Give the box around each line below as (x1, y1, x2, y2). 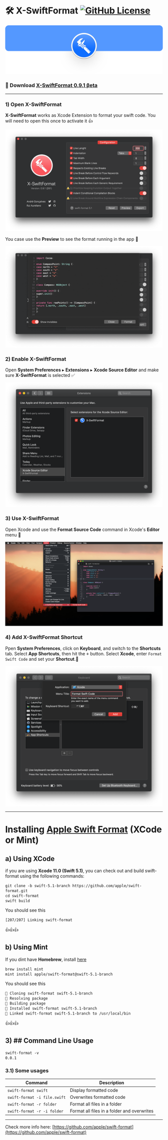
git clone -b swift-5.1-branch (5, 883, 70, 888)
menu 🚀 (5, 531, 21, 538)
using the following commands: (19, 873, 84, 879)
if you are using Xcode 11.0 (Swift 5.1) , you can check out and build (5, 868, 144, 874)
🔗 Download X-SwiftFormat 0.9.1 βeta (5, 82, 98, 89)
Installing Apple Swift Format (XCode (5, 824, 162, 835)
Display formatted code (69, 1087, 118, 1093)
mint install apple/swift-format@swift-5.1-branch (5, 971, 113, 977)
